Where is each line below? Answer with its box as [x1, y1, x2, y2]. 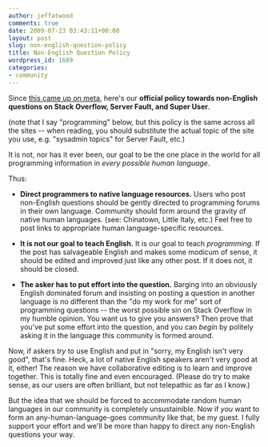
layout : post [8, 34, 52, 42]
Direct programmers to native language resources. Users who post [19, 189, 246, 198]
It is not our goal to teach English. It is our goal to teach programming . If [19, 238, 260, 248]
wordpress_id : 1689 [8, 57, 74, 65]
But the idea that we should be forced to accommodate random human [8, 395, 242, 405]
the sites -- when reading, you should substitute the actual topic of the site [8, 126, 254, 135]
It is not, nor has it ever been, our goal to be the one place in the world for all [8, 150, 261, 159]
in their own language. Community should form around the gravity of [19, 206, 246, 216]
